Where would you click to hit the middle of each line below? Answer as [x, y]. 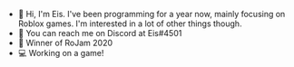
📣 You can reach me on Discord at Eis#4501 [100, 33]
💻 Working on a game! [61, 53]
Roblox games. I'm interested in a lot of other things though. [130, 24]
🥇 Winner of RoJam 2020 [65, 43]
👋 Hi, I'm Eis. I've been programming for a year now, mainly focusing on [152, 14]
